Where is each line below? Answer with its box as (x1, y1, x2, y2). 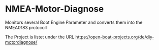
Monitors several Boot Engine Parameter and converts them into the (5, 19, 143, 25)
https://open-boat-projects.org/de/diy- (75, 34, 154, 40)
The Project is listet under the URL (5, 34, 75, 40)
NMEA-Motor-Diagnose (5, 3, 104, 15)
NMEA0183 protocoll (5, 24, 47, 30)
